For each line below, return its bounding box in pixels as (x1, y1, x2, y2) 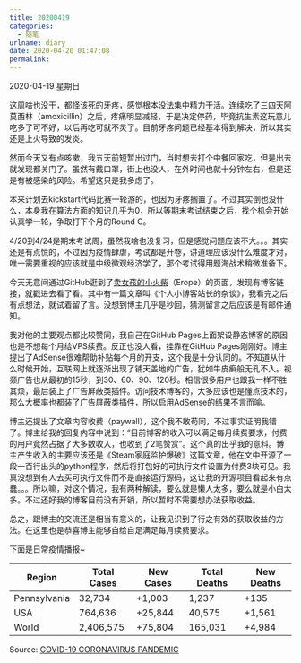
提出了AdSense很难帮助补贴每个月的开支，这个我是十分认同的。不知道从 (9, 352, 279, 362)
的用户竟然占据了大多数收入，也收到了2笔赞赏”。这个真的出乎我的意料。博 (9, 439, 285, 449)
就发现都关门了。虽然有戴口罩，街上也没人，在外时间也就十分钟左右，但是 (9, 163, 284, 174)
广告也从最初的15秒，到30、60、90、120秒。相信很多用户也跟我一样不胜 (16, 374, 288, 385)
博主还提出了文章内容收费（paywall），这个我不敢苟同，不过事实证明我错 (9, 416, 278, 426)
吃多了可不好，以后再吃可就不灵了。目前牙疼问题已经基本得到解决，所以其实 (9, 122, 292, 133)
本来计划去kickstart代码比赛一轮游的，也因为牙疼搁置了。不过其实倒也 (9, 194, 269, 205)
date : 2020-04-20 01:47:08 (9, 47, 110, 56)
